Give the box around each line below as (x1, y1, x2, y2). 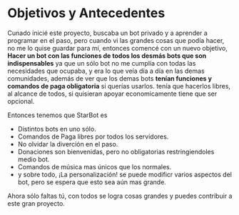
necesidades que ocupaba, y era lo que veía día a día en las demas (7, 66, 205, 75)
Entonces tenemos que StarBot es (7, 111, 108, 119)
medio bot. (17, 155, 50, 164)
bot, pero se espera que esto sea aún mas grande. (17, 177, 166, 186)
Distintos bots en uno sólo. (17, 124, 96, 133)
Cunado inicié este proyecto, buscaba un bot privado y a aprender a (7, 29, 208, 37)
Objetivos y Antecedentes (7, 5, 166, 21)
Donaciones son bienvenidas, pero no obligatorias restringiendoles (17, 147, 215, 156)
